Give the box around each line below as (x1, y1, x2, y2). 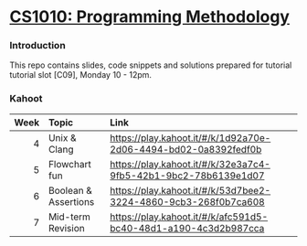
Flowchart (48, 157, 91, 170)
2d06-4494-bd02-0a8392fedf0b (109, 143, 262, 155)
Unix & (48, 131, 77, 144)
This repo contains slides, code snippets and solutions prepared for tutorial (9, 59, 292, 70)
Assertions (48, 195, 95, 208)
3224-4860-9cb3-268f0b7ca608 (109, 195, 265, 208)
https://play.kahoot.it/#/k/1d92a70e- (109, 131, 271, 144)
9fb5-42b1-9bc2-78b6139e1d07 (109, 169, 265, 182)
